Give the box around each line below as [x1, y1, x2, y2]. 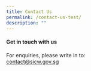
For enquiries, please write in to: [6, 51, 86, 58]
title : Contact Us [6, 8, 52, 15]
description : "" [6, 20, 47, 26]
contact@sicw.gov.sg [6, 58, 59, 65]
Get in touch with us [6, 38, 57, 45]
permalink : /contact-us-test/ [6, 14, 82, 20]
